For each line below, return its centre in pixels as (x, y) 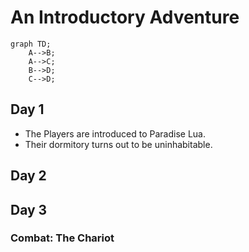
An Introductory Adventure (125, 17)
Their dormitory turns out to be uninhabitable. (118, 144)
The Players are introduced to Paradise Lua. (115, 133)
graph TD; (31, 44)
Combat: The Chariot (62, 238)
